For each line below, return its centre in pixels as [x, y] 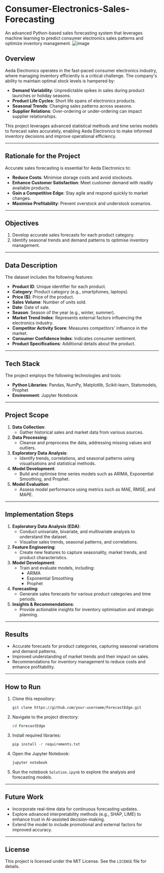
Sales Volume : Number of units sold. [49, 302]
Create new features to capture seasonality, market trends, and [83, 552]
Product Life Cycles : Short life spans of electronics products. [74, 101]
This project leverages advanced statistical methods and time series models [82, 126]
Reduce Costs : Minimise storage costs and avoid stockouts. [72, 177]
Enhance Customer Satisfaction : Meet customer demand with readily [82, 182]
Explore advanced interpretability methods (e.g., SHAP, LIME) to [77, 814]
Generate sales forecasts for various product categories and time [85, 594]
